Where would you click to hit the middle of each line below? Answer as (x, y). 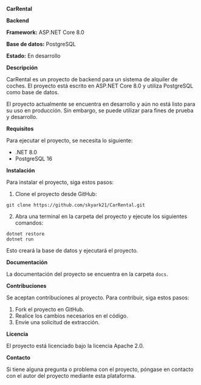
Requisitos (20, 129)
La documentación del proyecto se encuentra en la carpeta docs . (87, 274)
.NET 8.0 (26, 152)
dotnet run (20, 239)
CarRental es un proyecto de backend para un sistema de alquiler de (92, 79)
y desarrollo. (22, 117)
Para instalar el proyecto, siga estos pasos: (60, 182)
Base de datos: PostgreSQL (41, 44)
